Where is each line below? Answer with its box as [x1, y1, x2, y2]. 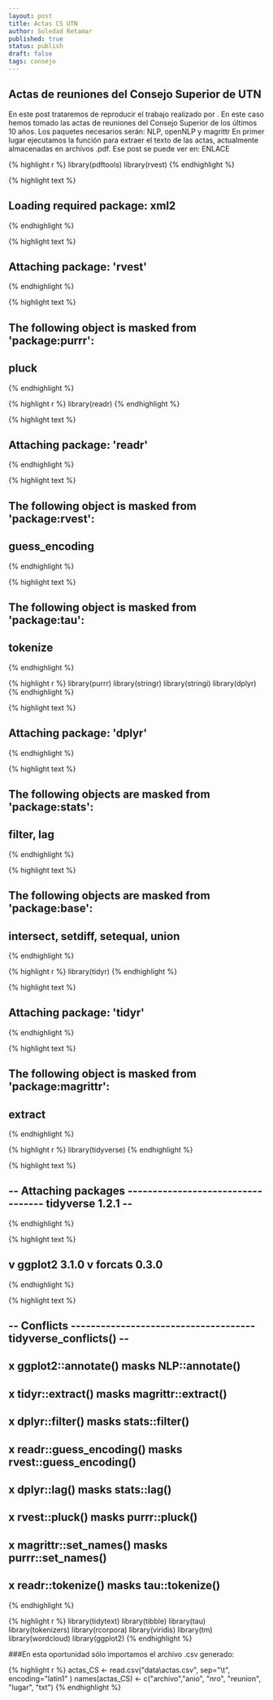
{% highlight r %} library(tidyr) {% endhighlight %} [8, 966, 178, 976]
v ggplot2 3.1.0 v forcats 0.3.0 [8, 1258, 163, 1272]
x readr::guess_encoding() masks [8, 1443, 183, 1456]
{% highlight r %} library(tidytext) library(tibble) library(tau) [8, 1616, 206, 1626]
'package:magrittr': [8, 1080, 110, 1094]
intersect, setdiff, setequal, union [8, 929, 180, 943]
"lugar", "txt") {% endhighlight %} [8, 1682, 122, 1692]
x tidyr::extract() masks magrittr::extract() [8, 1386, 227, 1401]
